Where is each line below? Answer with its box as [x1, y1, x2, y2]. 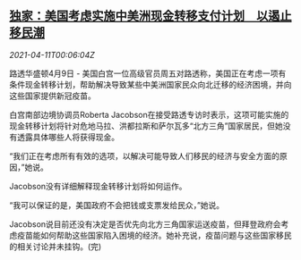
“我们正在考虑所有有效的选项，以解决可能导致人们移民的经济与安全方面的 [9, 150, 280, 161]
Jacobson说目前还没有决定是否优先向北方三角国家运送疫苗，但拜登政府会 [9, 218, 281, 230]
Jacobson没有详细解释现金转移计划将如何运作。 [9, 180, 187, 191]
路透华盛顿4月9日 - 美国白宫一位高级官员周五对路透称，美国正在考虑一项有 [9, 68, 287, 79]
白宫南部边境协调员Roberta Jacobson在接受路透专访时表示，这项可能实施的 [9, 109, 289, 120]
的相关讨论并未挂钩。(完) [9, 240, 102, 252]
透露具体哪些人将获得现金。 [16, 131, 119, 142]
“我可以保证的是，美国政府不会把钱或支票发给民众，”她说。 [9, 199, 225, 210]
